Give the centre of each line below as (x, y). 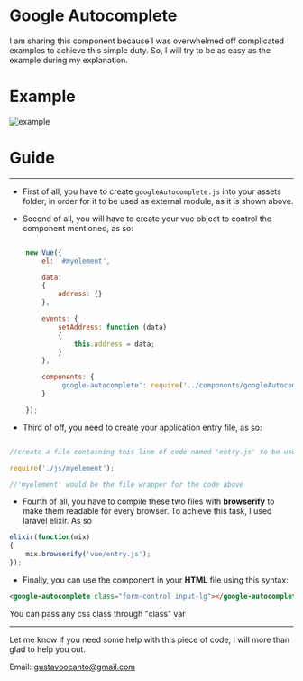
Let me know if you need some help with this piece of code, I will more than (150, 639)
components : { (68, 377)
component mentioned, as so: (78, 228)
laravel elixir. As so (57, 521)
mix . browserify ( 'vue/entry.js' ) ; (88, 555)
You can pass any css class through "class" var (98, 613)
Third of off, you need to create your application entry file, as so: (142, 427)
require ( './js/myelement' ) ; (62, 468)
